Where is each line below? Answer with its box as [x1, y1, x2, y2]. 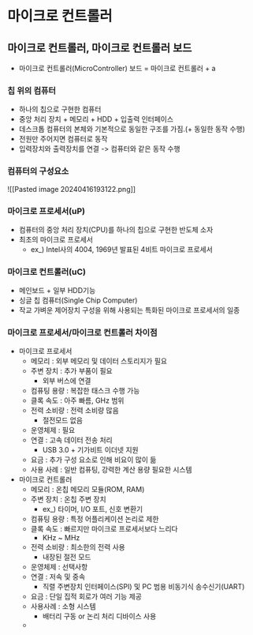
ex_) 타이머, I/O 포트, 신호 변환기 [42, 505, 143, 514]
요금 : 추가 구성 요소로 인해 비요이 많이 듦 [30, 455, 157, 464]
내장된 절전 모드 [42, 552, 91, 562]
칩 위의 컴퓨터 [7, 85, 57, 96]
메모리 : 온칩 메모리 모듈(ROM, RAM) [30, 485, 145, 494]
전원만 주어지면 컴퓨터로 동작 [18, 134, 108, 144]
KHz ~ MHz [42, 533, 80, 543]
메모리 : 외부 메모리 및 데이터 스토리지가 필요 [30, 356, 167, 366]
